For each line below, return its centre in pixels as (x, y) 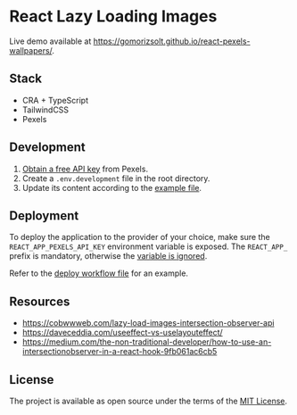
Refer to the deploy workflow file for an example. (99, 273)
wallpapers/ (31, 50)
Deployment (44, 216)
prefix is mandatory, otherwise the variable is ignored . (108, 256)
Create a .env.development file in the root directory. (116, 178)
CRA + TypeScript (55, 100)
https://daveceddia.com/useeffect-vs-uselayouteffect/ (122, 333)
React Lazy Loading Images (113, 17)
